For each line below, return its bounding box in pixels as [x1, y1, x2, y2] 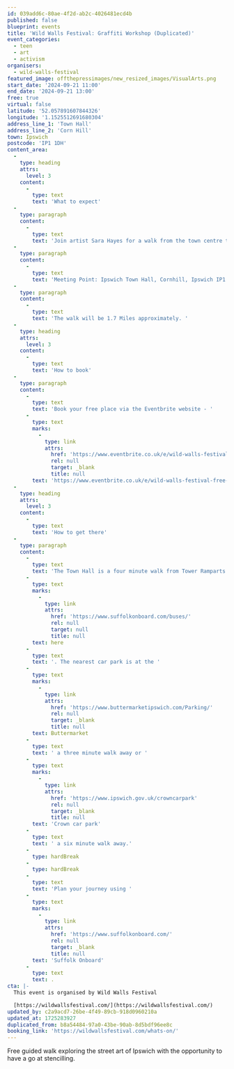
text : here [32, 639, 64, 646]
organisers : [7, 62, 42, 69]
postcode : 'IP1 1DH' [7, 140, 68, 147]
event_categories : [7, 36, 61, 43]
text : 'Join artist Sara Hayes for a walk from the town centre [32, 237, 223, 244]
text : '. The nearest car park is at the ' [32, 658, 160, 666]
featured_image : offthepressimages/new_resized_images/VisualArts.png [7, 75, 217, 82]
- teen [13, 43, 33, 50]
